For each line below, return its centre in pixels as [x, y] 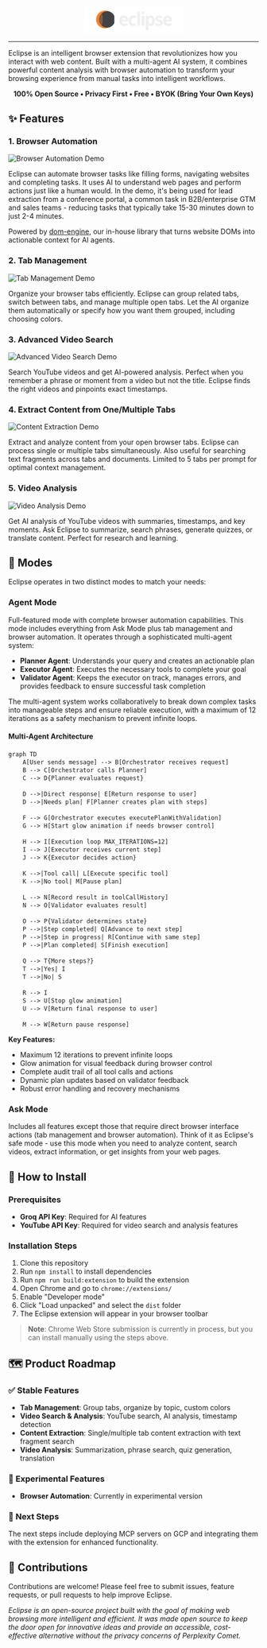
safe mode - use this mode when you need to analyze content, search [123, 1143]
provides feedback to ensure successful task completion [113, 686]
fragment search [47, 1441]
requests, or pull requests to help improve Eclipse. [90, 1595]
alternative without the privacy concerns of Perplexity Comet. [139, 1636]
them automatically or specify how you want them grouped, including [122, 310]
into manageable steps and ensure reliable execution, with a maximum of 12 [132, 710]
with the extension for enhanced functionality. [83, 1542]
